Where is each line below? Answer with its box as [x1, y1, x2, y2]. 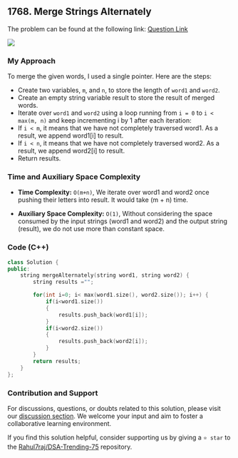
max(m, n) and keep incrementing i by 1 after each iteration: [17, 116, 192, 125]
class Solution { [7, 258, 59, 266]
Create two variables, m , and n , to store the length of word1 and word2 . [17, 86, 220, 95]
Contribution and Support [7, 388, 98, 398]
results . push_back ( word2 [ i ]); [58, 338, 148, 345]
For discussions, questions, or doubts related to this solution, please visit [7, 404, 221, 412]
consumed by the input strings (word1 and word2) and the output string [17, 217, 228, 225]
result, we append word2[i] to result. [17, 146, 125, 156]
